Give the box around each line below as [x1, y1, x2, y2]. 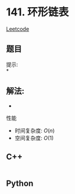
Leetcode [6, 25, 30, 33]
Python [6, 178, 34, 188]
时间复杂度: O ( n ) [14, 127, 55, 134]
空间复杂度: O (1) [14, 134, 54, 141]
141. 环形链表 [6, 5, 69, 19]
